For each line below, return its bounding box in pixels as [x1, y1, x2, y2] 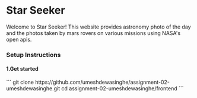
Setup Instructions [6, 50, 61, 59]
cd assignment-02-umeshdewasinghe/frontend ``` [61, 85, 184, 92]
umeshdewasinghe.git [6, 85, 61, 92]
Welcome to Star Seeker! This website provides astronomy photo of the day [6, 23, 191, 30]
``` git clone [6, 78, 34, 86]
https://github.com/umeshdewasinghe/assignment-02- [35, 78, 170, 86]
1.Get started [6, 65, 39, 72]
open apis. [6, 36, 32, 43]
